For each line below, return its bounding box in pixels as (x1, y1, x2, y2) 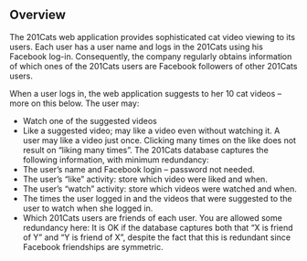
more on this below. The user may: (9, 98, 140, 109)
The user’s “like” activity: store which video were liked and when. (22, 173, 268, 184)
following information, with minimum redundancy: (22, 154, 209, 165)
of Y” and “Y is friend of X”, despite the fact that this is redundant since (22, 232, 291, 243)
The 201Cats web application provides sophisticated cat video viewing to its (9, 31, 295, 42)
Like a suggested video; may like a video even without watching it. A (22, 125, 281, 136)
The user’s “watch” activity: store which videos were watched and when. (22, 183, 297, 194)
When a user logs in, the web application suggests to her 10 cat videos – (9, 88, 282, 99)
